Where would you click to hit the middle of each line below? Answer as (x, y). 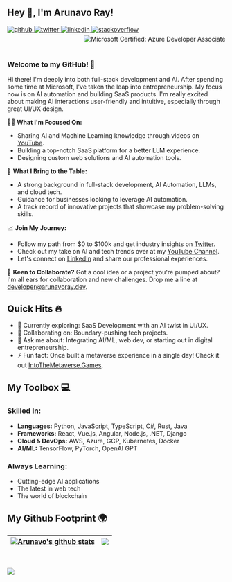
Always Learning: (37, 466)
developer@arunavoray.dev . (47, 287)
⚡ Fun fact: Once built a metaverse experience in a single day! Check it (118, 355)
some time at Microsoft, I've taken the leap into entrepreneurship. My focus (115, 87)
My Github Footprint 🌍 (57, 519)
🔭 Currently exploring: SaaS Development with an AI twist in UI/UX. (113, 325)
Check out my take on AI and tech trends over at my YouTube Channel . (118, 252)
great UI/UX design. (35, 109)
